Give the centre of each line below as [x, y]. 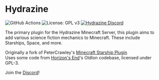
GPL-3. [12, 63]
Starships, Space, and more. [34, 42]
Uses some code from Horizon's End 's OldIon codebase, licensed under [78, 57]
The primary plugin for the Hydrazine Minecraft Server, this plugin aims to [80, 32]
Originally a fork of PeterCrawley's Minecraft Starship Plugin [66, 52]
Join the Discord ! [22, 72]
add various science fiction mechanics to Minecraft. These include [73, 38]
